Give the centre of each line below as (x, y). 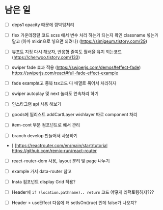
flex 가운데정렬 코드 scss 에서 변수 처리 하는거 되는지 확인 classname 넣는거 (85, 35)
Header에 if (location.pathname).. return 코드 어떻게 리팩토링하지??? (83, 192)
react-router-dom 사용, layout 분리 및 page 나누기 (61, 161)
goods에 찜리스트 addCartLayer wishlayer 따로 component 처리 (74, 115)
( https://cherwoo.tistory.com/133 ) (46, 58)
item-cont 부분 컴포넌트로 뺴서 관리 (46, 125)
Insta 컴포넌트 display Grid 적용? (43, 181)
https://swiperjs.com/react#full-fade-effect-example (65, 73)
